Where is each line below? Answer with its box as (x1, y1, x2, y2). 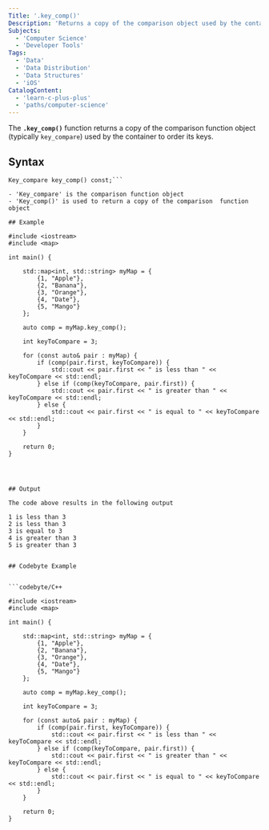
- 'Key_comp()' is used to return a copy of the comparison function (8, 197, 249, 205)
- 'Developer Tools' (15, 42, 84, 50)
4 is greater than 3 (8, 534, 78, 542)
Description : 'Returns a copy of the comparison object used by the (8, 19, 242, 27)
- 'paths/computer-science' (15, 101, 110, 109)
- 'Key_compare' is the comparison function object (8, 190, 184, 198)
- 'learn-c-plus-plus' (15, 94, 91, 102)
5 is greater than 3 (8, 541, 78, 549)
